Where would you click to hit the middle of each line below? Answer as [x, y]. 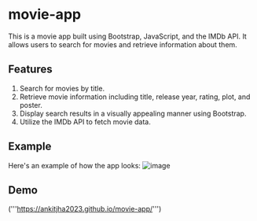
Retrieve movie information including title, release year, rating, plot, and [135, 97]
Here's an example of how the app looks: [75, 165]
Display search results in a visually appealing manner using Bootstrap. [133, 113]
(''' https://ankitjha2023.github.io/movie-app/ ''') [85, 209]
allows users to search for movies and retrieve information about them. [123, 44]
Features [30, 70]
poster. [31, 105]
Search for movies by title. [62, 88]
